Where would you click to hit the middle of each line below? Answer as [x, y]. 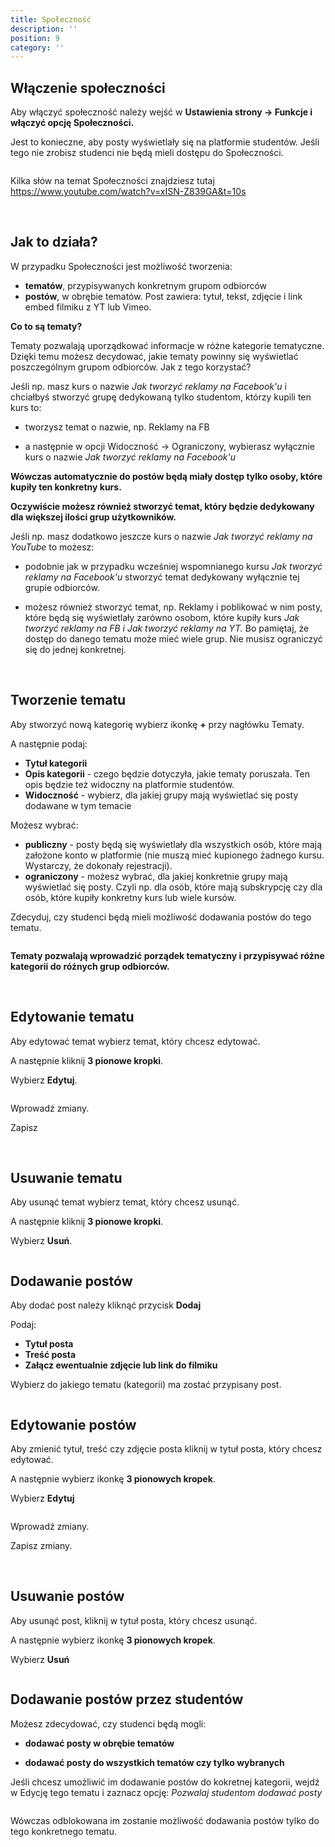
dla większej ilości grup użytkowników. [93, 517]
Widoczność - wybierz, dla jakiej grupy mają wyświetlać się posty [161, 795]
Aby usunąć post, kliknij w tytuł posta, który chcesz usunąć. [134, 1620]
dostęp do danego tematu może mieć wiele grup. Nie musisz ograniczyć [173, 638]
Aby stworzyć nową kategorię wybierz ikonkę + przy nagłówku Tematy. [157, 724]
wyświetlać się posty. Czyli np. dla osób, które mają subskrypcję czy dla [173, 887]
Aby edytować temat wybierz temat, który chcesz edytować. [135, 1041]
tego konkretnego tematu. [63, 1831]
